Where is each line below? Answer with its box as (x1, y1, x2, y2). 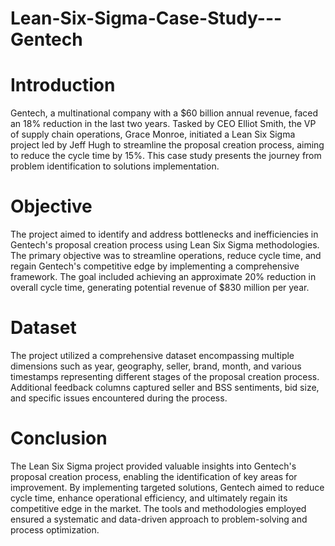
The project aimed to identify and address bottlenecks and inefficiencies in (10, 228, 319, 241)
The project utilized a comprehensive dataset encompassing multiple (10, 350, 295, 361)
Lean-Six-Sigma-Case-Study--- (10, 7, 283, 30)
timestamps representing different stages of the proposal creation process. (10, 371, 320, 382)
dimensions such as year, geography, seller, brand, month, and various (10, 360, 302, 372)
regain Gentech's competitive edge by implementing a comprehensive (10, 260, 300, 272)
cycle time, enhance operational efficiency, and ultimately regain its (10, 492, 288, 504)
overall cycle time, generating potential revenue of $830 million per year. (10, 282, 310, 294)
